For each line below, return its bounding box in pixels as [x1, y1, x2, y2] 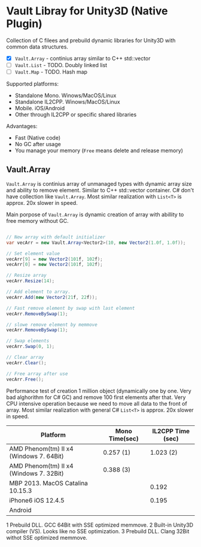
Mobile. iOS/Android [14, 105, 65, 112]
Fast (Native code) [14, 134, 61, 141]
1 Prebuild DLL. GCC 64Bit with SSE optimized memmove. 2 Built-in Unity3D [6, 521, 193, 528]
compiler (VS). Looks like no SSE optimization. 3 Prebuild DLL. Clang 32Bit [6, 527, 190, 534]
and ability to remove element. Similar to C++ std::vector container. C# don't [6, 186, 194, 194]
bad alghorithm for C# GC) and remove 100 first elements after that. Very [6, 394, 186, 401]
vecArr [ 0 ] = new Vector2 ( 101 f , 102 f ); [6, 262, 103, 268]
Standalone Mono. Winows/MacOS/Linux [14, 92, 117, 99]
